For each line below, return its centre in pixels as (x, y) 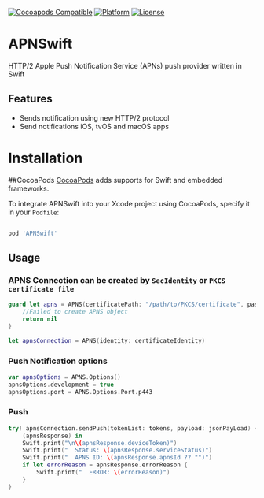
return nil (40, 319)
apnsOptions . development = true (61, 385)
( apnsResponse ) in (52, 436)
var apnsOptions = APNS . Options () (65, 377)
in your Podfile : (34, 212)
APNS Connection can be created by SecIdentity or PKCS (117, 280)
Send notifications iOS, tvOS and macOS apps (94, 126)
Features (30, 99)
